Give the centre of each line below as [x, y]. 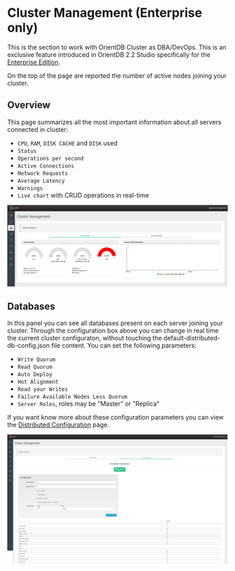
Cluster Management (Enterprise [105, 13]
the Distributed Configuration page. [58, 425]
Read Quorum [35, 367]
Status [27, 151]
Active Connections [46, 166]
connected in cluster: [38, 129]
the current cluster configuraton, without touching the [85, 338]
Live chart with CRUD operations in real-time [83, 195]
